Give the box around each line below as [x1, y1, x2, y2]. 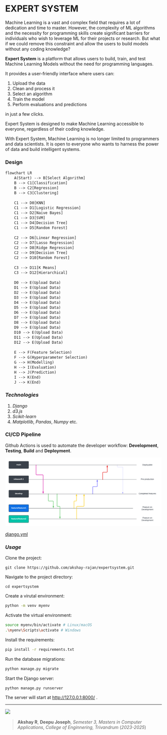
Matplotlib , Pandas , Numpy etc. [12, 419, 78, 425]
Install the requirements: [5, 636, 55, 643]
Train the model [12, 96, 45, 102]
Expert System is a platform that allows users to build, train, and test [5, 55, 146, 61]
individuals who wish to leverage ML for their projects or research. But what [5, 35, 161, 41]
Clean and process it [12, 85, 55, 91]
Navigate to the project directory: [5, 574, 73, 580]
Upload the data [12, 80, 46, 86]
